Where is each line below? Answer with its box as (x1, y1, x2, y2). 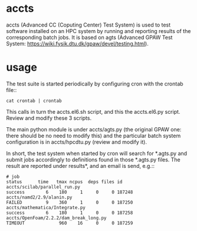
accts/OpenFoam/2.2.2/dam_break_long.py (6, 214, 107, 221)
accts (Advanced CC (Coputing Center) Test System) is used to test (6, 21, 171, 28)
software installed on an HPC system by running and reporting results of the (6, 27, 191, 34)
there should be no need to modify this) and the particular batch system (6, 132, 181, 139)
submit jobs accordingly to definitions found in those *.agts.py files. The (6, 156, 181, 163)
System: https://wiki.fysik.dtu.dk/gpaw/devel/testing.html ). (6, 40, 149, 47)
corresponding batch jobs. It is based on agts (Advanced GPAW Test (6, 34, 173, 41)
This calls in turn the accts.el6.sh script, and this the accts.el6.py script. (6, 108, 180, 115)
